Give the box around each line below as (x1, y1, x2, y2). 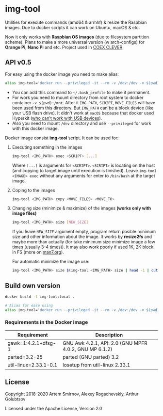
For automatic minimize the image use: (12, 258, 90, 265)
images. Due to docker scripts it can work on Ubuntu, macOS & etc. (5, 24, 140, 30)
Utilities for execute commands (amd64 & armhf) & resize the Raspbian (5, 19, 147, 25)
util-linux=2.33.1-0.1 (7, 361, 58, 368)
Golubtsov (5, 396, 26, 402)
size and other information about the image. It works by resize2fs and (12, 234, 152, 240)
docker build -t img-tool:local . (5, 294, 75, 299)
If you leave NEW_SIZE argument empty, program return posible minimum (12, 229, 156, 235)
